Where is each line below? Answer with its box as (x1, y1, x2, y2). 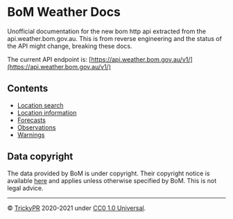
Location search (17, 101, 64, 109)
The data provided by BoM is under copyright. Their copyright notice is (7, 169, 210, 177)
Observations (17, 123, 56, 132)
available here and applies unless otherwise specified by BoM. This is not (7, 176, 217, 184)
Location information (17, 108, 77, 116)
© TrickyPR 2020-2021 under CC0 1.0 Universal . (7, 204, 146, 212)
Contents (7, 82, 49, 94)
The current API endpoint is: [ (7, 55, 92, 63)
